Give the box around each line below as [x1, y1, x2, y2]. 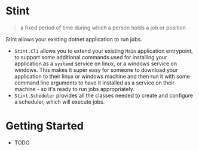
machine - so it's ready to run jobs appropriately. [14, 85, 135, 92]
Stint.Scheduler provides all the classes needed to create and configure [14, 92, 194, 99]
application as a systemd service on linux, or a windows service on [14, 60, 177, 67]
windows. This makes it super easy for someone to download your [14, 66, 178, 73]
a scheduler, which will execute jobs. [14, 98, 105, 105]
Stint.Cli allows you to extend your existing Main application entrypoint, [14, 47, 193, 55]
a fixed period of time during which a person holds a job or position [20, 24, 186, 31]
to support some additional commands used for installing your [14, 53, 167, 61]
